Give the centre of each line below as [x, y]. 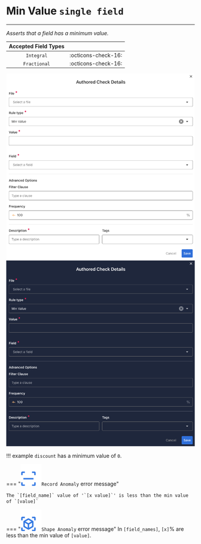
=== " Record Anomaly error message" [63, 484]
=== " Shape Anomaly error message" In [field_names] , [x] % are [95, 529]
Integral [37, 56]
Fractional [36, 64]
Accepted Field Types [36, 47]
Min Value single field [65, 11]
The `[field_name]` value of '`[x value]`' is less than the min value [97, 496]
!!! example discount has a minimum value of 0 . [64, 456]
